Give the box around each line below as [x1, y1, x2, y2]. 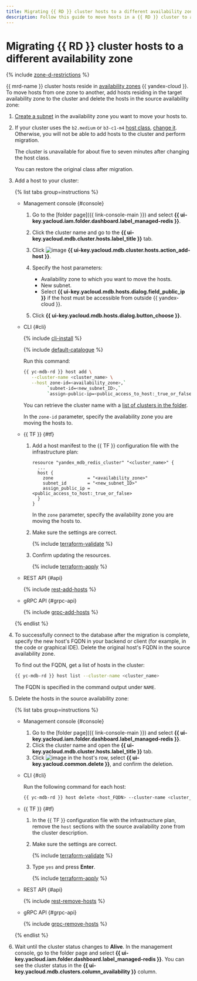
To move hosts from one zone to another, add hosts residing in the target [6, 89, 182, 96]
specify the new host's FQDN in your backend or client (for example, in [14, 638, 186, 645]
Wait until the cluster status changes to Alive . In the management [14, 943, 173, 950]
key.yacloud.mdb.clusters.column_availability [14, 968, 131, 975]
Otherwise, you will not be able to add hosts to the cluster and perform [14, 131, 186, 138]
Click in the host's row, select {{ [32, 754, 132, 761]
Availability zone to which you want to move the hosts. [40, 276, 172, 283]
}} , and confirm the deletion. [104, 760, 174, 768]
